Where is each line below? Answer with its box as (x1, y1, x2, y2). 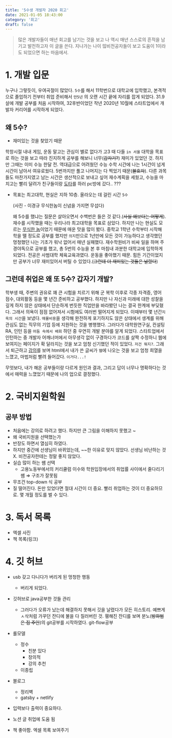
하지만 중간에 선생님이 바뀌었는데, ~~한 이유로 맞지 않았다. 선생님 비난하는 (12, 446, 161, 452)
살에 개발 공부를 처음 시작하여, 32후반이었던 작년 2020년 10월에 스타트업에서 (5, 100, 159, 106)
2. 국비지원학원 (5, 391, 66, 402)
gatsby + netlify (20, 694, 54, 701)
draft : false (5, 22, 33, 27)
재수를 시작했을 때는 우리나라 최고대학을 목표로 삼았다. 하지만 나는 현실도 (12, 220, 158, 226)
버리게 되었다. (20, 584, 48, 591)
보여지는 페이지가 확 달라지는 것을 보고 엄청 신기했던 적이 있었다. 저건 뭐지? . (5, 340, 155, 347)
